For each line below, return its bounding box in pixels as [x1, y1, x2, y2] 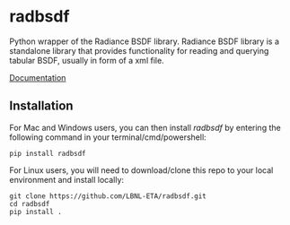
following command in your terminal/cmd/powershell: [9, 132, 207, 143]
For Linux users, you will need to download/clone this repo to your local [9, 164, 274, 176]
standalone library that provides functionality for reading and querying [9, 45, 269, 56]
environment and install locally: [9, 174, 124, 185]
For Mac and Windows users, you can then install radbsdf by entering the [9, 122, 281, 133]
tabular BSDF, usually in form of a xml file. [9, 55, 164, 65]
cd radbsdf [9, 199, 50, 208]
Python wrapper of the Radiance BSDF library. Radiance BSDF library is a [9, 36, 280, 47]
